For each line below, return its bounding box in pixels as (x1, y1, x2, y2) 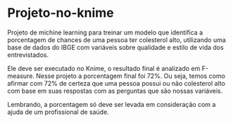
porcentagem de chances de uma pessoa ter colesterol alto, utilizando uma (7, 35, 227, 44)
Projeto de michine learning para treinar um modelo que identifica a (7, 28, 203, 37)
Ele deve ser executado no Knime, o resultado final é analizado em (7, 64, 201, 72)
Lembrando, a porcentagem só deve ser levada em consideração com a (7, 100, 216, 108)
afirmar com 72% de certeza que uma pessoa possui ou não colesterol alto (7, 79, 225, 87)
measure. (7, 72, 35, 80)
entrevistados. (7, 51, 49, 59)
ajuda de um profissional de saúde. (7, 108, 109, 116)
